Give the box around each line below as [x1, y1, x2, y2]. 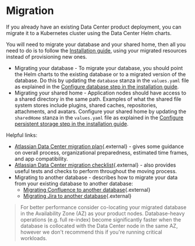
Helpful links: [6, 131, 38, 138]
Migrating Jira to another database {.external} [23, 192, 132, 199]
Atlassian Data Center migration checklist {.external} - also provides [14, 161, 176, 168]
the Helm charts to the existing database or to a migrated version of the [14, 71, 186, 78]
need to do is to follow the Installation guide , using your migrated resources [6, 47, 187, 54]
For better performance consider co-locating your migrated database [20, 203, 187, 210]
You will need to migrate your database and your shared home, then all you [6, 41, 186, 48]
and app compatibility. [14, 155, 68, 162]
